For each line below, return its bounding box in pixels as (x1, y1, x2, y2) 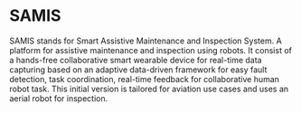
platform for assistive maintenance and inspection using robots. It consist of (9, 44, 292, 55)
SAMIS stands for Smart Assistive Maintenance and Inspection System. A (9, 35, 282, 46)
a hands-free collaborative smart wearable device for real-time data (9, 54, 262, 65)
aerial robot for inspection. (9, 92, 108, 104)
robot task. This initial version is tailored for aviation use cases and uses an (9, 83, 289, 94)
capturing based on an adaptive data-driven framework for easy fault (9, 64, 268, 75)
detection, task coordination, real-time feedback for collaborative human (9, 73, 280, 84)
